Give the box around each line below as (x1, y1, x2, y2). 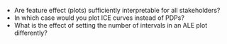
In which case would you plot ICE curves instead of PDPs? (13, 13, 184, 22)
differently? (13, 28, 48, 37)
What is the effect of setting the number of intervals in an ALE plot (13, 21, 208, 29)
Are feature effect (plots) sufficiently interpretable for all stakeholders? (13, 6, 221, 14)
